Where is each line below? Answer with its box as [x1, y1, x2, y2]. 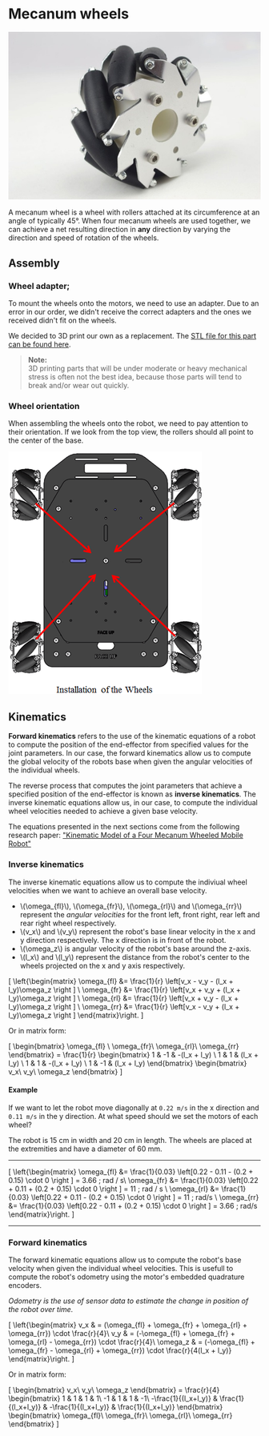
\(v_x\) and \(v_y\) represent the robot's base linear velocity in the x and [19, 926, 256, 937]
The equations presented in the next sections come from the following [8, 822, 240, 832]
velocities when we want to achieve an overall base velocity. [8, 885, 207, 895]
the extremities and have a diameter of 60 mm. [8, 1144, 163, 1153]
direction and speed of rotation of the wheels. [8, 233, 159, 243]
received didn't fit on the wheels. [8, 315, 118, 325]
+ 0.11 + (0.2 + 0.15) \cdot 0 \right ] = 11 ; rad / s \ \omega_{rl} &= [8, 1184, 220, 1193]
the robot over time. [8, 1305, 74, 1314]
